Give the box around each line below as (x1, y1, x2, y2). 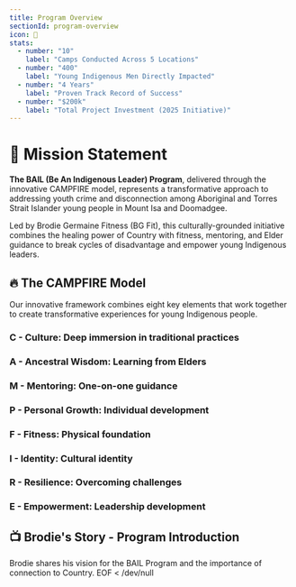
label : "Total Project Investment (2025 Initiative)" (25, 105, 231, 115)
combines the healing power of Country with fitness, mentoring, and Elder (9, 230, 283, 241)
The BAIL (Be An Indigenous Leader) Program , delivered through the (9, 174, 267, 185)
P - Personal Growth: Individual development (9, 403, 210, 416)
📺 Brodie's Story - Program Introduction (9, 529, 240, 545)
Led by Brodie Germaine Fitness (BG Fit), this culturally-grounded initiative (9, 220, 285, 231)
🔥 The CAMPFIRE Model (9, 275, 147, 290)
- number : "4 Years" (17, 80, 94, 89)
